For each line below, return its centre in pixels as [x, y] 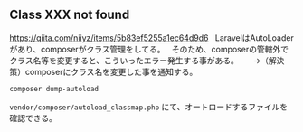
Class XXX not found [70, 15]
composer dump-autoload [54, 89]
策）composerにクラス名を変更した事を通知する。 [104, 71]
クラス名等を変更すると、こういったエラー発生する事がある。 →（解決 [147, 60]
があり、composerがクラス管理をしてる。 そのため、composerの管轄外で [149, 49]
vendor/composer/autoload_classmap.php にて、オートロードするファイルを [149, 107]
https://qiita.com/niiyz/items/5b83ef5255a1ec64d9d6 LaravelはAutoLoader [151, 38]
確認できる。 [33, 118]
